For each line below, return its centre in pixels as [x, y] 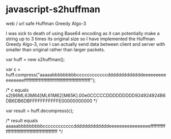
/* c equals [17, 90]
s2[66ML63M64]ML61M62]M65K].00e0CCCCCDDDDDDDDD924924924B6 [86, 95]
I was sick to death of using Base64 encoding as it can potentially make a [83, 33]
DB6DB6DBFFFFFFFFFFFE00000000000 [49, 101]
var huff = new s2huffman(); [35, 59]
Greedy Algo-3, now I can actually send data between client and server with [85, 44]
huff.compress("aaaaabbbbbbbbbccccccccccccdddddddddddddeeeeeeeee [86, 74]
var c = [13, 69]
